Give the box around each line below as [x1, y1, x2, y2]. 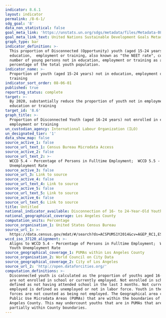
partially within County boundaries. [9, 305, 87, 310]
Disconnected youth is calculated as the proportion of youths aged [9, 273, 154, 278]
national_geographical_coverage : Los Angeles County [5, 213, 116, 218]
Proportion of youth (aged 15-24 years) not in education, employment [9, 71, 158, 76]
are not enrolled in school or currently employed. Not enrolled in [9, 278, 154, 283]
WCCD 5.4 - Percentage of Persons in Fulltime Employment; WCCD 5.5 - [9, 158, 161, 163]
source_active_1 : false [5, 140, 54, 145]
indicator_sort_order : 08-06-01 [5, 80, 72, 85]
